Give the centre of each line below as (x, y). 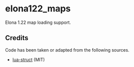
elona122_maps (38, 9)
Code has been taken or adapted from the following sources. (67, 50)
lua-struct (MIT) (29, 60)
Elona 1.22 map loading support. (38, 22)
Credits (17, 38)
